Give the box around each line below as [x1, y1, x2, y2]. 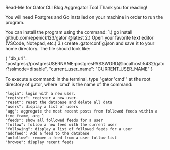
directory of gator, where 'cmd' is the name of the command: [5, 81, 133, 87]
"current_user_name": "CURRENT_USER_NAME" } [49, 66, 153, 72]
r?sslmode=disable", [5, 66, 48, 72]
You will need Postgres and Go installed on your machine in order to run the [5, 14, 163, 20]
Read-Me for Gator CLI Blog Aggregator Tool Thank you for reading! [5, 5, 148, 10]
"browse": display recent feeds [5, 140, 74, 145]
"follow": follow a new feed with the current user [5, 122, 117, 127]
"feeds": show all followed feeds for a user [5, 118, 103, 123]
